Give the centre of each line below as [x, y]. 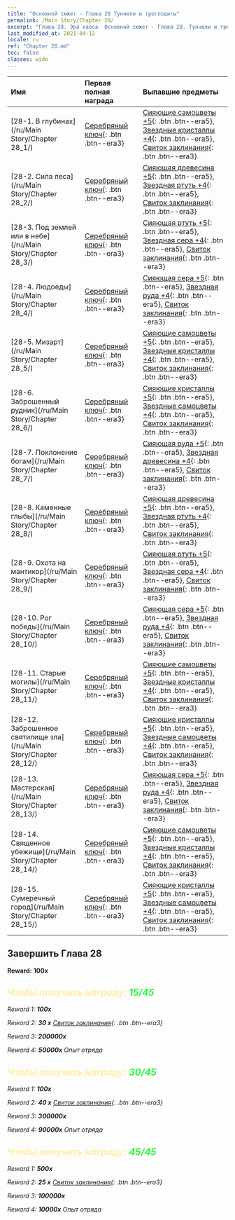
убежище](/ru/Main [43, 851]
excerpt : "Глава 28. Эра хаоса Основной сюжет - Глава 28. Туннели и [112, 27]
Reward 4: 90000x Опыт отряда [55, 1130]
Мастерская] [33, 788]
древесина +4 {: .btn [177, 461]
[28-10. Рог [31, 617]
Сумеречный [33, 898]
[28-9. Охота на [38, 563]
